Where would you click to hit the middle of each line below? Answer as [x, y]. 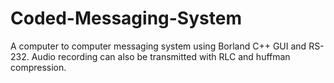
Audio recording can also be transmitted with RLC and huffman [161, 56]
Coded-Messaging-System [126, 18]
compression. [38, 67]
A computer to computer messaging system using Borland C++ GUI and [158, 46]
